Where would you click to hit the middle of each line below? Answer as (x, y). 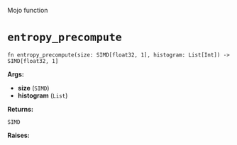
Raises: (18, 135)
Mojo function (28, 10)
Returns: (21, 109)
